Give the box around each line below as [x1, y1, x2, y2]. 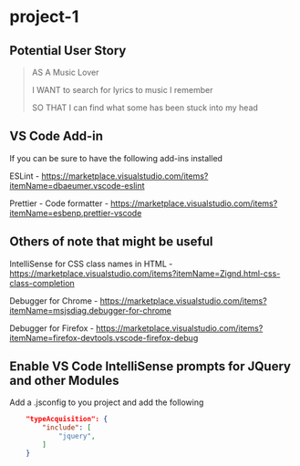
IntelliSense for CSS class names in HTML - [9, 258, 173, 269]
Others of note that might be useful [9, 234, 213, 250]
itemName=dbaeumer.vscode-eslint [9, 180, 145, 191]
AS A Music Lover [31, 67, 99, 78]
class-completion [9, 277, 75, 288]
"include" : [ [42, 423, 92, 432]
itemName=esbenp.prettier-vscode [9, 207, 142, 218]
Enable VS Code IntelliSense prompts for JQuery [9, 358, 292, 375]
